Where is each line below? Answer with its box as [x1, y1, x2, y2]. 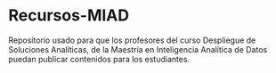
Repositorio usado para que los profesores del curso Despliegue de [8, 35, 256, 45]
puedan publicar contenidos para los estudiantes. [8, 53, 191, 64]
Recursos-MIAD [8, 5, 130, 26]
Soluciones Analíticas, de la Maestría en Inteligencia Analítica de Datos [8, 44, 268, 54]
